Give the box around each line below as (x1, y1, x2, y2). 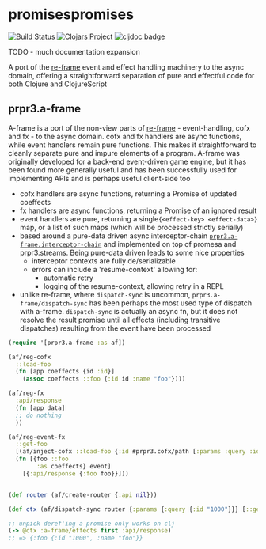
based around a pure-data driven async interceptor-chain (19, 231, 208, 240)
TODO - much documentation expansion (8, 47, 141, 56)
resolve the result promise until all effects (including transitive (19, 315, 221, 324)
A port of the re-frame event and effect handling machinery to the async (8, 62, 244, 72)
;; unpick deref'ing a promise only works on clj (8, 520, 176, 528)
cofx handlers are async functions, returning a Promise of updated (19, 188, 237, 199)
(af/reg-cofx (8, 353, 51, 361)
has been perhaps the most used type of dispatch (89, 298, 253, 308)
